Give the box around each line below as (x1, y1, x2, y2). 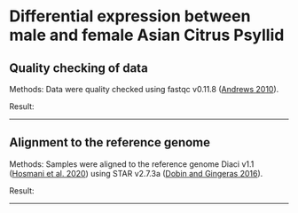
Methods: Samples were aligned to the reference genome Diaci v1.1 (9, 158, 255, 170)
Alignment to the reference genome (9, 135, 211, 150)
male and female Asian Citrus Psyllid (9, 25, 285, 45)
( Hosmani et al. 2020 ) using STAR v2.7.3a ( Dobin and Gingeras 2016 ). (9, 168, 263, 178)
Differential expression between (9, 6, 251, 27)
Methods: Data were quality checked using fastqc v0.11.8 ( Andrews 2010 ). (9, 84, 279, 94)
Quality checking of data (9, 60, 148, 75)
